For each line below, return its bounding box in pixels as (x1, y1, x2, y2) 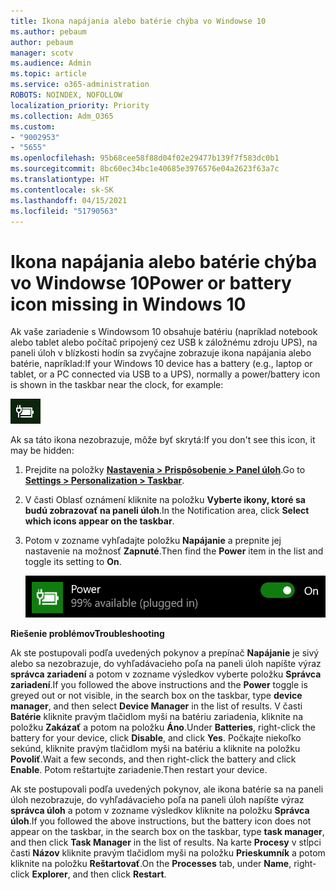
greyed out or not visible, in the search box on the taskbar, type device (10, 690, 303, 702)
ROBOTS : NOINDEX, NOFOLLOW (10, 90, 123, 100)
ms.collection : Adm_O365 (10, 111, 114, 121)
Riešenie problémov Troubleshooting (10, 628, 165, 640)
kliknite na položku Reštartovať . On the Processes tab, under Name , (10, 858, 292, 870)
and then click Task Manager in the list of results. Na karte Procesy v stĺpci (10, 836, 322, 849)
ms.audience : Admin (10, 58, 92, 69)
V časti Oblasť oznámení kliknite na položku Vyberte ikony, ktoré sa (24, 494, 306, 506)
